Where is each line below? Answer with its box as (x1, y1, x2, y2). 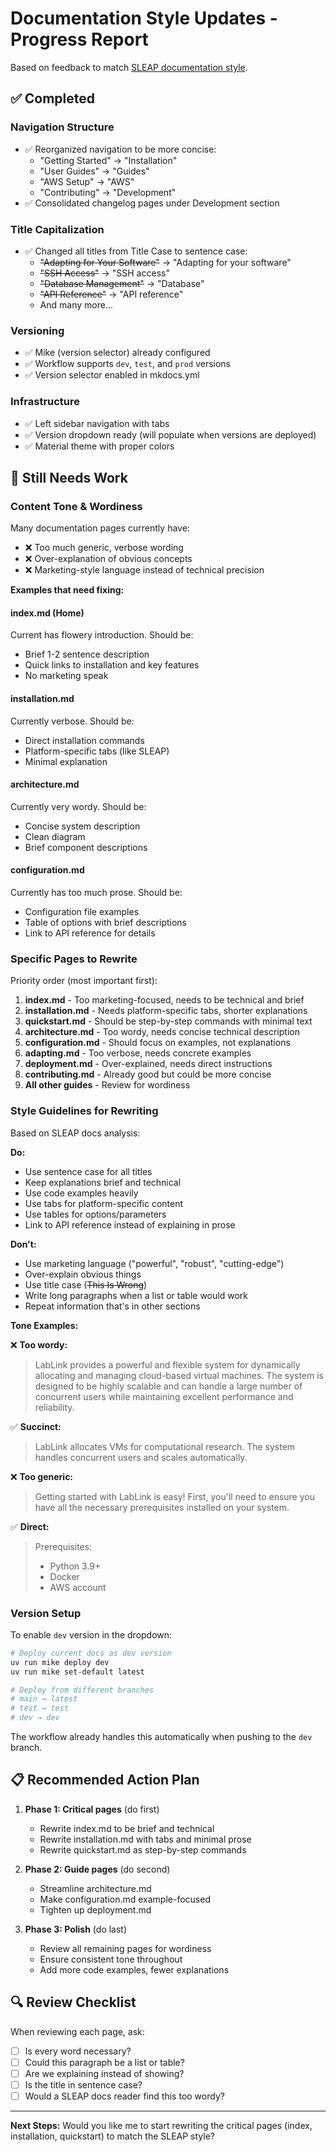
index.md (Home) (10, 607, 85, 619)
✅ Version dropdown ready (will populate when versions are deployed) (24, 428, 317, 441)
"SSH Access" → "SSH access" (39, 267, 170, 279)
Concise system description (24, 820, 141, 832)
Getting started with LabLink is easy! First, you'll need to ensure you (34, 1490, 315, 1502)
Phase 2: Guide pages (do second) (24, 1863, 171, 1875)
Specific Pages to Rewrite (10, 952, 138, 966)
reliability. (34, 1401, 75, 1413)
